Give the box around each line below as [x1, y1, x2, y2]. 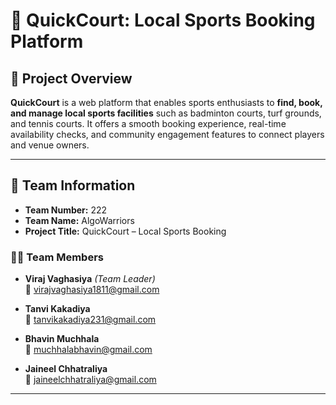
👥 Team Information [10, 177, 136, 194]
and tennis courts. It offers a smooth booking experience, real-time [10, 118, 287, 129]
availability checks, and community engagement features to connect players [10, 129, 325, 140]
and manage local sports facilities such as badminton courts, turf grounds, [10, 107, 322, 119]
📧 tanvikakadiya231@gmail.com [24, 314, 157, 326]
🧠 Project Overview [10, 70, 133, 87]
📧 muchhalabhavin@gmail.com [24, 344, 153, 356]
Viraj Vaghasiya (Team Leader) [24, 273, 156, 285]
